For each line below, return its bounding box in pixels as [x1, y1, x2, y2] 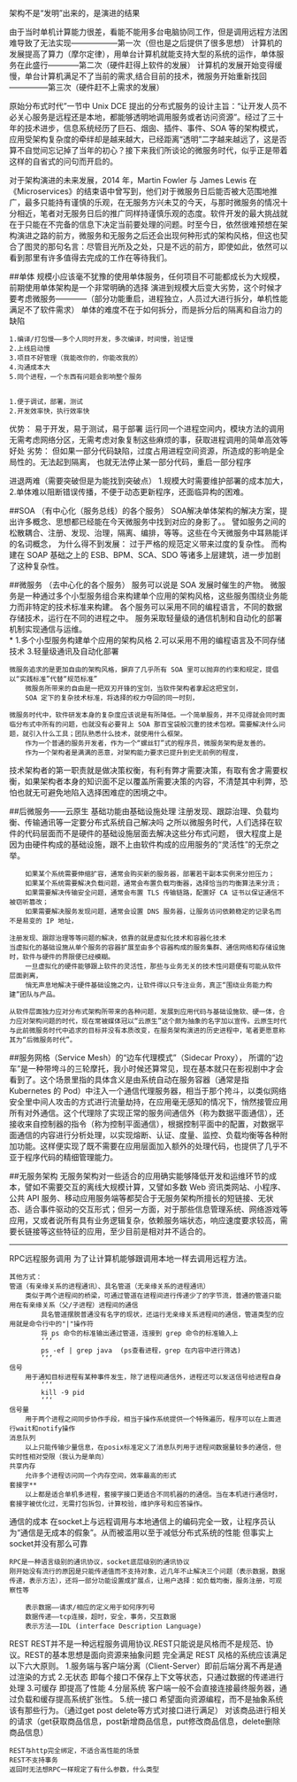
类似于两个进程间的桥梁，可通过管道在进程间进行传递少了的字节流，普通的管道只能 [25, 1291, 282, 1300]
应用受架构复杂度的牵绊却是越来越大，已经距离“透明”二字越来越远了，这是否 [9, 134, 287, 144]
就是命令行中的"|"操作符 [15, 1320, 95, 1329]
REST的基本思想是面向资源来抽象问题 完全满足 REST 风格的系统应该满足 [24, 1650, 287, 1660]
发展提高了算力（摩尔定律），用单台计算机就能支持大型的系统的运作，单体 [9, 49, 277, 59]
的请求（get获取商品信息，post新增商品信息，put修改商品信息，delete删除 [9, 1716, 281, 1726]
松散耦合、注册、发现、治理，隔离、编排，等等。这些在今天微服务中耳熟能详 [9, 528, 288, 538]
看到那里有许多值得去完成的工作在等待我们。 [9, 252, 172, 263]
